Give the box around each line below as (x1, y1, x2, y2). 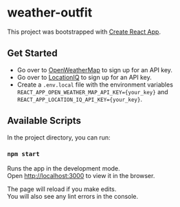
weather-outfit (7, 5, 93, 21)
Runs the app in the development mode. (7, 164, 120, 173)
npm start (7, 150, 40, 158)
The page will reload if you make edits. (7, 184, 117, 193)
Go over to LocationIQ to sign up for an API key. (16, 73, 153, 81)
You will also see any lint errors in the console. (7, 192, 139, 200)
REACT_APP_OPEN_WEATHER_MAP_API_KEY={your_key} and (16, 87, 168, 96)
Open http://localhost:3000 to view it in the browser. (7, 171, 155, 179)
